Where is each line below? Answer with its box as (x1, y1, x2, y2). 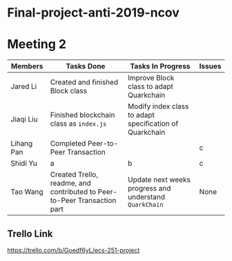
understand (127, 192, 166, 202)
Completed (50, 139, 86, 148)
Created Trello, (50, 170, 99, 180)
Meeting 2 (7, 37, 67, 52)
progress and (127, 184, 171, 193)
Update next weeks (127, 175, 191, 184)
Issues (199, 61, 222, 71)
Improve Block (127, 73, 175, 83)
